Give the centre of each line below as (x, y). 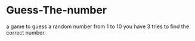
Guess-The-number (57, 10)
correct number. (26, 32)
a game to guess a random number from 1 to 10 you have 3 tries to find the (98, 26)
